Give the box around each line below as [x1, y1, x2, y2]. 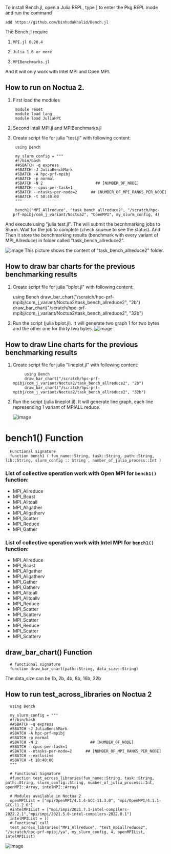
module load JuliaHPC [15, 115, 61, 121]
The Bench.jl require [5, 29, 48, 35]
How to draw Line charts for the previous [5, 341, 138, 349]
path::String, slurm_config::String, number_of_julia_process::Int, [5, 780, 155, 785]
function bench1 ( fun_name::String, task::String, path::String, [10, 453, 155, 459]
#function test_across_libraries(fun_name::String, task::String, [10, 776, 155, 781]
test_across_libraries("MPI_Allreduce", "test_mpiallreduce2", [10, 825, 147, 830]
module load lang [15, 111, 52, 116]
